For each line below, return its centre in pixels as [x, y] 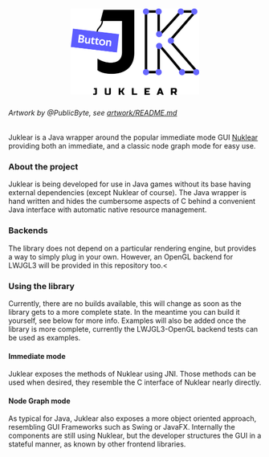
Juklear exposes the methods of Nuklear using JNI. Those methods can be [132, 374]
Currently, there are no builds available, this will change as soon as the [125, 304]
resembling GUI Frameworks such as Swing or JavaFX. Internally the [122, 427]
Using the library [41, 286]
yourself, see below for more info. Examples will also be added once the [127, 320]
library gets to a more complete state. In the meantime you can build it [124, 312]
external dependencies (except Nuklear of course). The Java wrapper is [128, 193]
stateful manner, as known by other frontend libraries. [97, 444]
